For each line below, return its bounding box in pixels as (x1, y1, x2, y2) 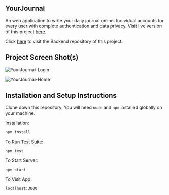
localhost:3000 (5, 186, 38, 191)
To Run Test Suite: (5, 138, 44, 145)
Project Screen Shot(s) (5, 53, 79, 62)
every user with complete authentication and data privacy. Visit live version (5, 23, 162, 29)
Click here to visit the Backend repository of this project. (5, 38, 123, 44)
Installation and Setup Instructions (5, 91, 117, 100)
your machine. (5, 110, 36, 116)
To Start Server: (5, 157, 39, 163)
